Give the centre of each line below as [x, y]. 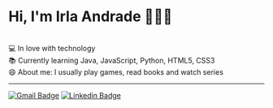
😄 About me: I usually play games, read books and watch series [116, 71]
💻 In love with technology [52, 48]
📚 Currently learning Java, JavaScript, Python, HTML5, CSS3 [112, 60]
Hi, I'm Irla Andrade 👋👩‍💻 [91, 17]
